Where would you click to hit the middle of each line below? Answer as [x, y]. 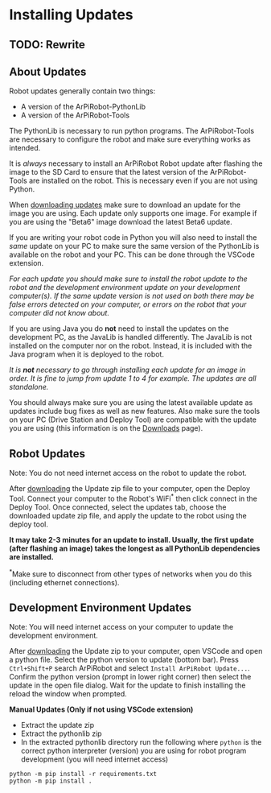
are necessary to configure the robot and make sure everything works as [130, 139]
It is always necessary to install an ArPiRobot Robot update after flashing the [136, 163]
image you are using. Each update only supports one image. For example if [133, 213]
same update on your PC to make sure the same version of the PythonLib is [134, 246]
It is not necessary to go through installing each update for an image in [127, 370]
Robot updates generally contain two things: [82, 91]
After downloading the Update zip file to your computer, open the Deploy [130, 489]
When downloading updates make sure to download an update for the [125, 205]
